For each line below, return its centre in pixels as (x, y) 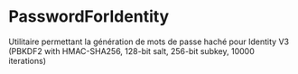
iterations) (28, 60)
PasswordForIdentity (89, 17)
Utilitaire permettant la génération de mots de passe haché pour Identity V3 (149, 42)
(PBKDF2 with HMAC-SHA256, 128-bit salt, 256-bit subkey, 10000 (131, 51)
